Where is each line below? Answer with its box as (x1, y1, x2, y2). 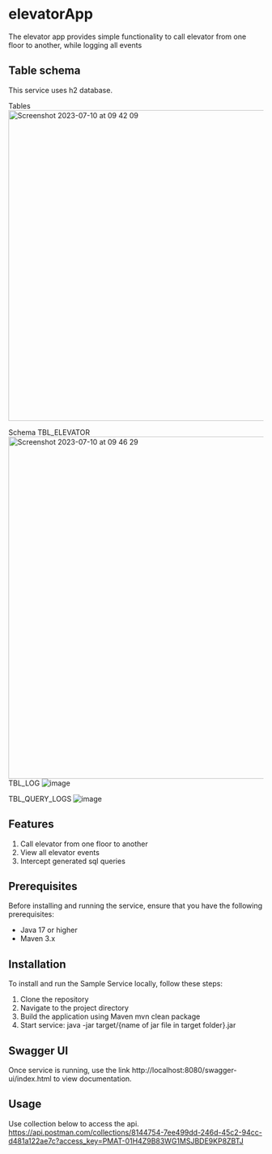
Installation (8, 957, 66, 971)
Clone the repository (19, 994, 89, 1004)
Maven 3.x (19, 934, 56, 943)
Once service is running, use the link (8, 1066, 130, 1075)
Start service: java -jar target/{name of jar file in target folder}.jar (19, 1020, 236, 1030)
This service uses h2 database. (8, 85, 113, 95)
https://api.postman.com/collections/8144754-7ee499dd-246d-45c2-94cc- (8, 1127, 263, 1137)
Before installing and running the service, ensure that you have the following (8, 901, 263, 911)
